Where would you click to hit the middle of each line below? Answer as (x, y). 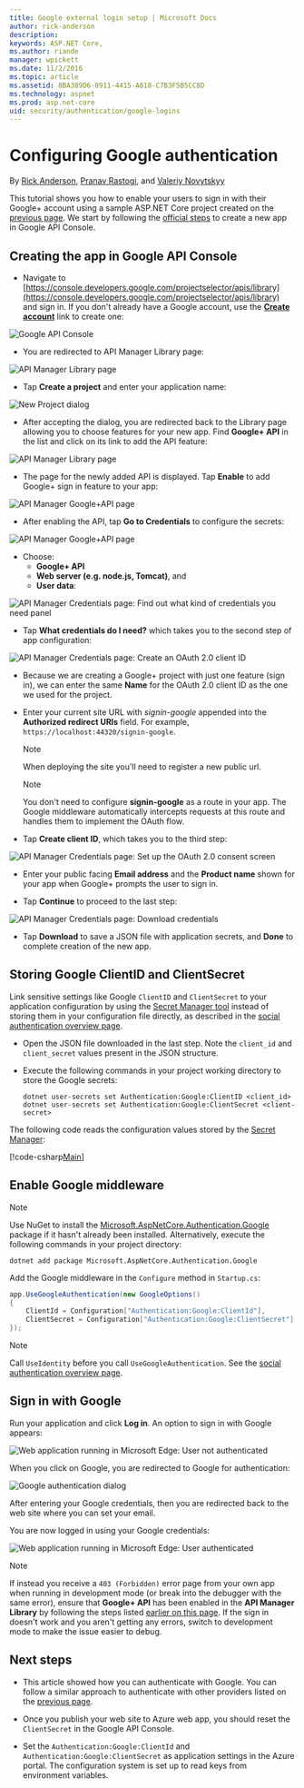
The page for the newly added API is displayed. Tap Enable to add (146, 477)
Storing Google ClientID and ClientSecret (127, 974)
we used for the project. (67, 695)
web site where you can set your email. (83, 1513)
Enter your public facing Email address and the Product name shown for (159, 874)
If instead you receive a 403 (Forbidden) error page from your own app (142, 1583)
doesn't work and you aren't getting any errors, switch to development (142, 1622)
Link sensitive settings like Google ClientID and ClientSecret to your (138, 997)
